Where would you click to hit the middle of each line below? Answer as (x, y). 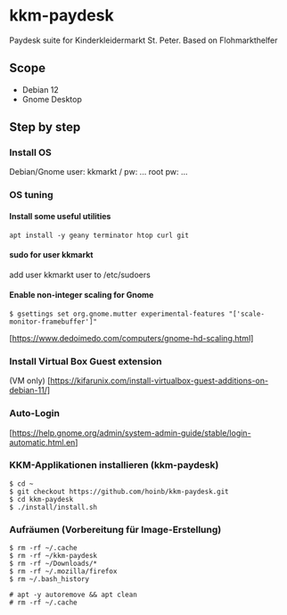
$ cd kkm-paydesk (41, 499)
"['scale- (247, 314)
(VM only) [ (30, 381)
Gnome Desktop (52, 99)
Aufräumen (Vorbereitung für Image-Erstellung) (115, 529)
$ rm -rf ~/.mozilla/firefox (63, 571)
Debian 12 (41, 89)
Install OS (30, 152)
